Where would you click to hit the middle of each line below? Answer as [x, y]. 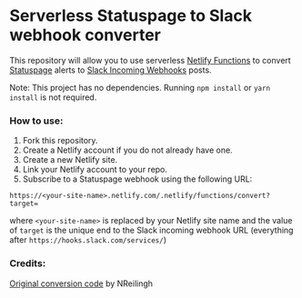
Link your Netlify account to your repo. [95, 170]
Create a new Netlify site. [70, 160]
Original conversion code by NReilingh [81, 283]
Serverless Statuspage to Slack [131, 16]
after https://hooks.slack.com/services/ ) [88, 240]
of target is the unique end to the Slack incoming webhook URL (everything [151, 230]
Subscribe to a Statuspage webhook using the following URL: [137, 179]
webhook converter [85, 35]
